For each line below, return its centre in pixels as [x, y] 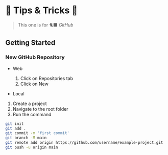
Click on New [34, 84]
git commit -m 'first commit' [38, 133]
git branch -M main [26, 138]
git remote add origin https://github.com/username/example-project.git [84, 143]
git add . [16, 128]
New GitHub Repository [35, 57]
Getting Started [30, 43]
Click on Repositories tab [46, 78]
